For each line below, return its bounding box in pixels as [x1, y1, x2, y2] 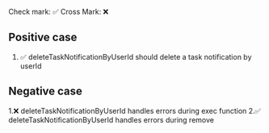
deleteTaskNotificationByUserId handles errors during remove [8, 114, 214, 124]
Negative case [8, 85, 83, 98]
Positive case [8, 31, 78, 44]
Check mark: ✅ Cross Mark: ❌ [8, 7, 109, 16]
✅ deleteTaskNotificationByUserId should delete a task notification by [19, 52, 252, 61]
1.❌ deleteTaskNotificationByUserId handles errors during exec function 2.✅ [8, 106, 261, 115]
